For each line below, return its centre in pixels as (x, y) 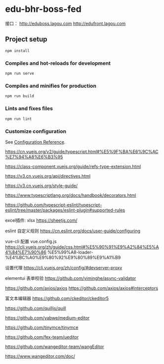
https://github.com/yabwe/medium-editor (47, 317)
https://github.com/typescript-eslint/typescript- (54, 205)
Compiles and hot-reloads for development (58, 63)
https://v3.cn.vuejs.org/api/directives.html (48, 176)
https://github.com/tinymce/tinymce (42, 327)
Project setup (26, 39)
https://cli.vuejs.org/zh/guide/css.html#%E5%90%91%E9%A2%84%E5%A (82, 247)
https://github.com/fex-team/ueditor (42, 337)
